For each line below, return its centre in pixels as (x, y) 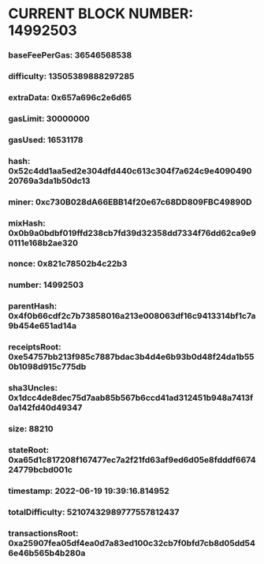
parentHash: (33, 306)
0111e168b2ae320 (43, 243)
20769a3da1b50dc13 (49, 181)
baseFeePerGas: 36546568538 (70, 55)
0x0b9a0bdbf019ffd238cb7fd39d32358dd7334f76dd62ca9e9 (132, 233)
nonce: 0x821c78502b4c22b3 (68, 263)
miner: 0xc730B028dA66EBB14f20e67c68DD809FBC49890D (130, 202)
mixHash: (27, 223)
